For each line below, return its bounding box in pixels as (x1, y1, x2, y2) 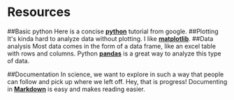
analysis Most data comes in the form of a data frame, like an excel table (7, 42, 217, 50)
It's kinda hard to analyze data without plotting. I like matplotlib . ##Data (7, 34, 214, 42)
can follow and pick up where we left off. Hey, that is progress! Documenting (7, 77, 228, 85)
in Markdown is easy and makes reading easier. (7, 85, 145, 93)
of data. (7, 56, 30, 65)
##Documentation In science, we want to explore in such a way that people (7, 70, 224, 78)
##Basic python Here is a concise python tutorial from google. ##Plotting (7, 27, 219, 35)
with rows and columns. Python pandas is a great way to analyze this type (7, 49, 221, 58)
